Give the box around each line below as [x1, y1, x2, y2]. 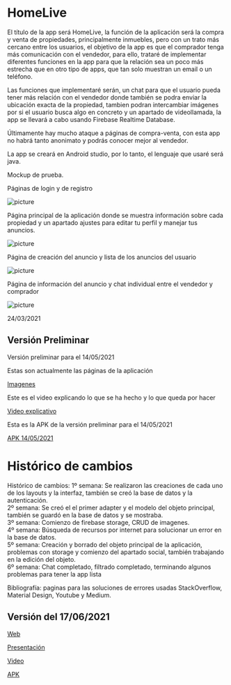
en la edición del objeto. [7, 555, 77, 563]
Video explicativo [7, 407, 57, 415]
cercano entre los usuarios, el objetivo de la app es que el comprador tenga [7, 42, 224, 51]
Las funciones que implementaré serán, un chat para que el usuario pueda [7, 86, 221, 94]
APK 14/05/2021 [7, 434, 54, 442]
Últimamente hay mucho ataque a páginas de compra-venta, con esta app [7, 129, 221, 137]
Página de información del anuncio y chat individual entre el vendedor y [7, 280, 214, 288]
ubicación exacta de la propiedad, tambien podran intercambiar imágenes [7, 100, 219, 109]
